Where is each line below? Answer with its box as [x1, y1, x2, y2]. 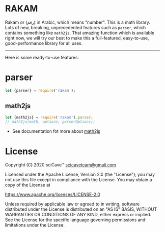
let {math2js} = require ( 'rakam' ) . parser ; [5, 115, 93, 120]
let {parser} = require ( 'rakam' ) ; [5, 88, 76, 93]
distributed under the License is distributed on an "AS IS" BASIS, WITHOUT [5, 206, 157, 212]
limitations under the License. [5, 222, 65, 228]
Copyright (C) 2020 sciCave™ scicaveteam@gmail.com [5, 162, 116, 168]
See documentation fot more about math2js [12, 128, 101, 134]
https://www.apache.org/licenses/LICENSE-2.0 [5, 192, 101, 197]
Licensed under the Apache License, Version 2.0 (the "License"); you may [5, 171, 155, 178]
